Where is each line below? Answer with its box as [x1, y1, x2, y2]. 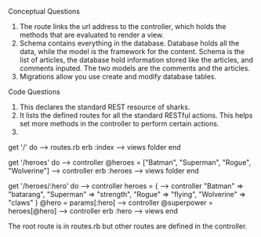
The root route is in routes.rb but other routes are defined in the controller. [8, 221, 248, 231]
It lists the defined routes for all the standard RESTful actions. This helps [19, 111, 253, 120]
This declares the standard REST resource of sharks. [19, 102, 190, 111]
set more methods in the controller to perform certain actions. [19, 119, 219, 128]
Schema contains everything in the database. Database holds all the [19, 38, 240, 48]
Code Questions [8, 87, 60, 97]
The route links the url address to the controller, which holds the [19, 22, 227, 31]
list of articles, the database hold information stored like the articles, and [19, 55, 253, 64]
